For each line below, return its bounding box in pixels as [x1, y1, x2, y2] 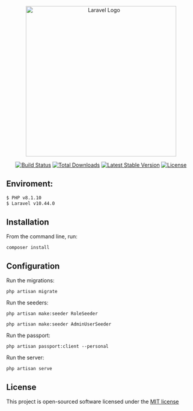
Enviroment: [6, 179, 54, 189]
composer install [6, 244, 50, 251]
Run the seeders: [6, 299, 49, 306]
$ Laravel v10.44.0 [6, 200, 55, 206]
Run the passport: [6, 332, 51, 339]
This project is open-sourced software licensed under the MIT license [6, 398, 179, 405]
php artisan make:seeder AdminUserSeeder [6, 321, 112, 327]
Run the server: [6, 354, 44, 361]
